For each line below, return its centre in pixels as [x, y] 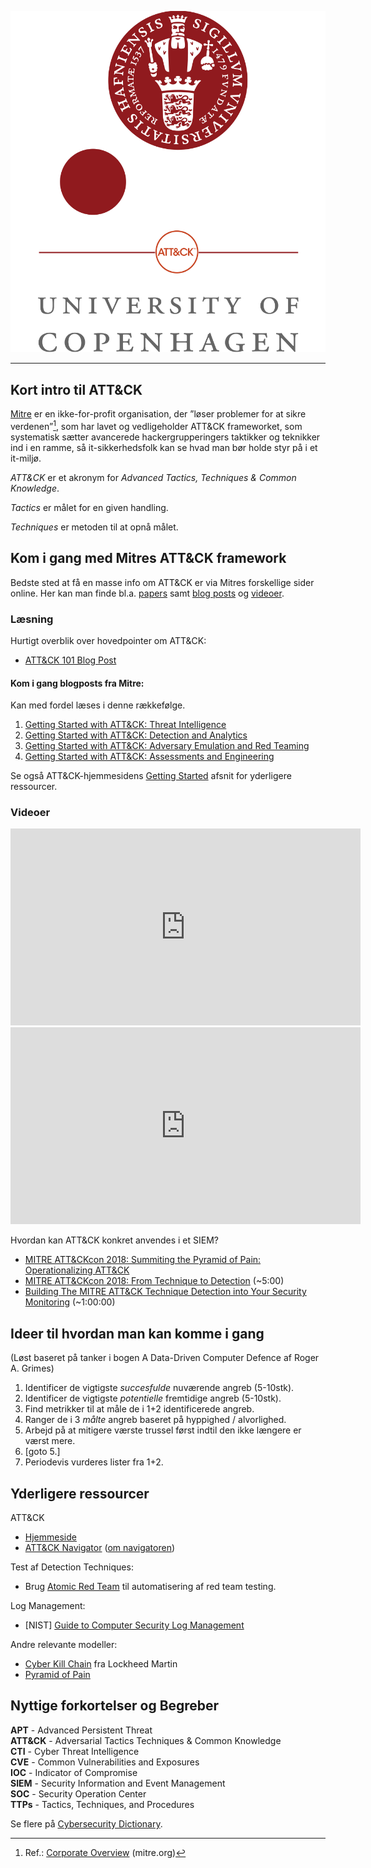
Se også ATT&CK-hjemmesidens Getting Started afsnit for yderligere [151, 776]
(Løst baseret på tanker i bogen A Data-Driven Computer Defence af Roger [165, 1358]
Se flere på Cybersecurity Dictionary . [86, 1823]
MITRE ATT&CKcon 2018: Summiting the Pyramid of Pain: [143, 1260]
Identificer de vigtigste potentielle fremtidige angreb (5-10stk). [153, 1398]
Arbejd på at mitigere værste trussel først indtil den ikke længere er [163, 1430]
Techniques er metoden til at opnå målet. [94, 527]
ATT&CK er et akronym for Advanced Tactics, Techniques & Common [153, 477]
